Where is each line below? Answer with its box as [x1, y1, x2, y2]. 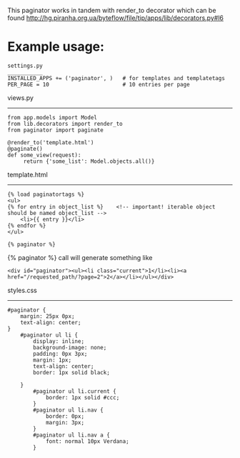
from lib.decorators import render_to [7, 120, 123, 127]
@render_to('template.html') [7, 139, 94, 146]
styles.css [7, 286, 37, 294]
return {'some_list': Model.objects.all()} [23, 157, 155, 165]
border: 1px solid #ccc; [45, 394, 120, 401]
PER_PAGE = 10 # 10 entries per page [7, 81, 191, 88]
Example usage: [7, 39, 105, 55]
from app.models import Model [7, 114, 98, 121]
